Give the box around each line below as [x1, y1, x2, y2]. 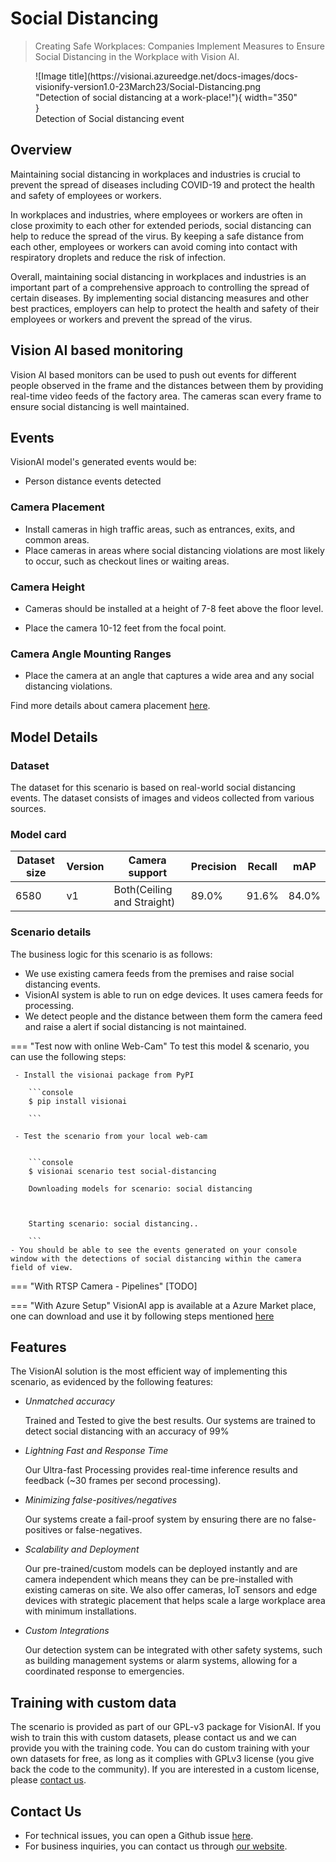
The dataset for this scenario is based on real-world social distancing [10, 781, 296, 793]
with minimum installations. [24, 1605, 137, 1617]
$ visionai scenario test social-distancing [28, 1166, 217, 1176]
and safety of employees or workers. [10, 189, 162, 201]
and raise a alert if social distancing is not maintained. [24, 1020, 247, 1032]
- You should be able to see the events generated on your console [10, 1245, 298, 1255]
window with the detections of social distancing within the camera [10, 1253, 302, 1264]
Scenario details [10, 925, 92, 939]
